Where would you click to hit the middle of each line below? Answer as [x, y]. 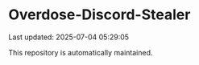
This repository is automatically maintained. [81, 52]
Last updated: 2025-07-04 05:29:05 [69, 37]
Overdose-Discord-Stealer [99, 15]
